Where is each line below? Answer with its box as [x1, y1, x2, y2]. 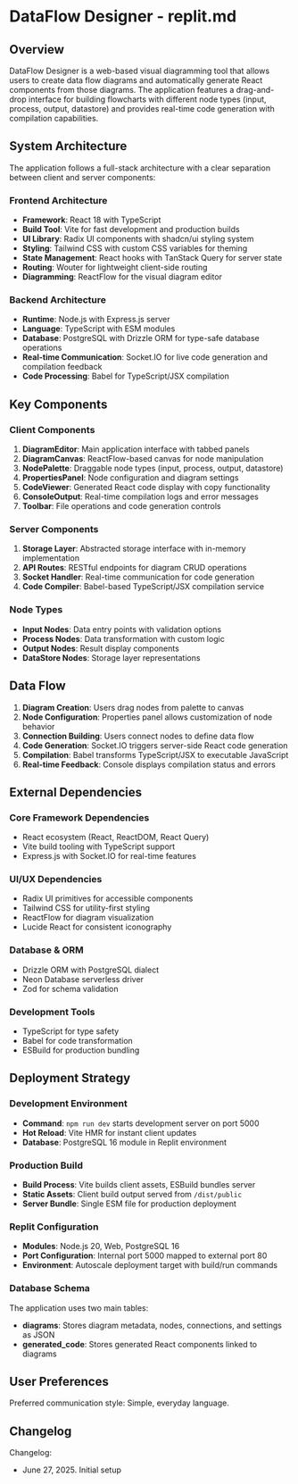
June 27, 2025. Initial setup [21, 1464, 122, 1475]
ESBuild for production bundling [21, 1045, 140, 1055]
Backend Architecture [9, 294, 107, 306]
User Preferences [9, 1374, 109, 1389]
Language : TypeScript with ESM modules [21, 323, 176, 334]
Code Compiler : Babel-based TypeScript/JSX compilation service [21, 581, 265, 592]
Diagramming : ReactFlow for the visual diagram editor [21, 271, 223, 282]
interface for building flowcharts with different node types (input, [28, 94, 267, 104]
